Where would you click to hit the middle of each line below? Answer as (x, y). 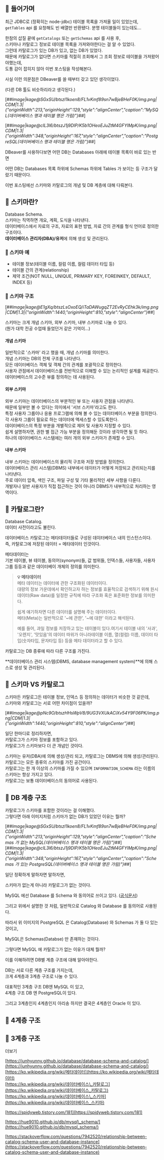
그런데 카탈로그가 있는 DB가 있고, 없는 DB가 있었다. (54, 50)
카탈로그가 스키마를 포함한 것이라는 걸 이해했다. (50, 811)
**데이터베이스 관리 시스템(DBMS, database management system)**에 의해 (79, 661)
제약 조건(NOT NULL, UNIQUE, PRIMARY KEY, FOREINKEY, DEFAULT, (82, 276)
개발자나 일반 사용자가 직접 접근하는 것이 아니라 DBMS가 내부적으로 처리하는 (78, 486)
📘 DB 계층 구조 (26, 798)
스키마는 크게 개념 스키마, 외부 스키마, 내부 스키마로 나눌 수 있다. (66, 322)
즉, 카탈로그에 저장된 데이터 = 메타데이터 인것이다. (53, 543)
